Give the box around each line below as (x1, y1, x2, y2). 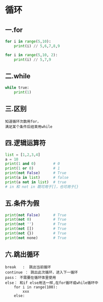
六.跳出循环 (5, 250, 40, 259)
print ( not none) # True (5, 235, 67, 240)
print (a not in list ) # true (5, 179, 67, 185)
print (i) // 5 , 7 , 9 (14, 57, 51, 62)
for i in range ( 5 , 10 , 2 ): (5, 52, 58, 57)
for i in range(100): (14, 284, 58, 290)
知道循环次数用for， (5, 119, 41, 124)
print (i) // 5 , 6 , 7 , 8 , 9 (14, 43, 60, 48)
